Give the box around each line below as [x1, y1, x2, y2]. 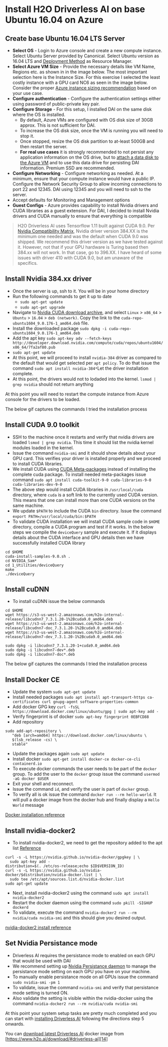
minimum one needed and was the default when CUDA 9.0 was [17, 234, 149, 239]
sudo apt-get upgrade [20, 305, 65, 310]
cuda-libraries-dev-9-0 [12, 482, 63, 487]
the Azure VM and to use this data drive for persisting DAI [20, 160, 139, 165]
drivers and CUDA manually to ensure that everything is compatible [12, 213, 152, 219]
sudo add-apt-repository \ [5, 728, 62, 734]
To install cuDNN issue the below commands [12, 598, 105, 604]
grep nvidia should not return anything [12, 381, 94, 387]
